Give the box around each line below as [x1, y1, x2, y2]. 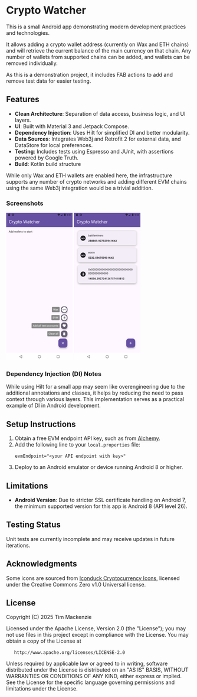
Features [6, 95, 40, 105]
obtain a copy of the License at [6, 637, 81, 644]
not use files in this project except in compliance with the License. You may [6, 631, 189, 639]
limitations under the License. [6, 685, 78, 692]
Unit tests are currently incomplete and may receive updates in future [6, 535, 175, 542]
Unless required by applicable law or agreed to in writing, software [6, 660, 168, 667]
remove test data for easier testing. [6, 77, 91, 84]
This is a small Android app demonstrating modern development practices [6, 23, 186, 30]
